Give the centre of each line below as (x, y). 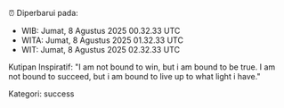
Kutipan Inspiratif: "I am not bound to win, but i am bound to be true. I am (142, 67)
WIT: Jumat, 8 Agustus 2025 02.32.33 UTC (100, 50)
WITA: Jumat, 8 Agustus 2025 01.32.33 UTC (102, 40)
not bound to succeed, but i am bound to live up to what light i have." (134, 76)
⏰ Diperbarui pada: (44, 13)
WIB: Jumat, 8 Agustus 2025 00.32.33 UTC (101, 31)
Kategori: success (41, 94)
